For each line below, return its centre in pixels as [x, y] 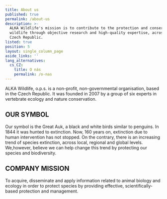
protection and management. [49, 191]
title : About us [22, 10]
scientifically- [139, 186]
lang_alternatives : [25, 61]
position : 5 [17, 47]
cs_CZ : [16, 65]
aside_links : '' [22, 56]
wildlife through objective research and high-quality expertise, [80, 33]
